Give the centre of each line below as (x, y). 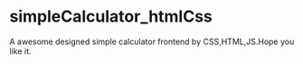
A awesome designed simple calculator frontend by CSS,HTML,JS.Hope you (152, 41)
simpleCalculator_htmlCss (111, 17)
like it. (20, 50)
